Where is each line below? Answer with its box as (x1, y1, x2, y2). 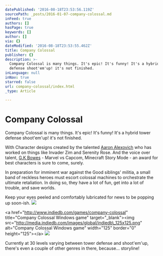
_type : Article (5, 89, 36, 93)
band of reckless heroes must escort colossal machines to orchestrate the (5, 175, 154, 181)
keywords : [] (5, 30, 32, 35)
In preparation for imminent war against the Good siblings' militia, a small (5, 169, 150, 175)
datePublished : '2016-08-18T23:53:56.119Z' (5, 7, 95, 12)
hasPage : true (5, 25, 34, 30)
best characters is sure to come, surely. (5, 160, 84, 166)
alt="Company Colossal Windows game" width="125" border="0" (5, 225, 137, 231)
